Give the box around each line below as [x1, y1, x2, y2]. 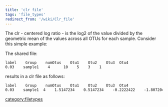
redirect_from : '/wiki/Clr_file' [5, 16, 75, 21]
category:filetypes [5, 96, 43, 102]
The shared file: [5, 50, 37, 56]
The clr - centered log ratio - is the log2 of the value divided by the [5, 30, 143, 36]
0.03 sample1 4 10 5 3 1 [5, 64, 101, 70]
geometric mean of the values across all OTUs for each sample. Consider [5, 35, 156, 41]
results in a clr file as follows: [5, 73, 65, 79]
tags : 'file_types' [5, 12, 46, 17]
